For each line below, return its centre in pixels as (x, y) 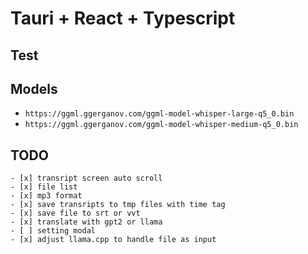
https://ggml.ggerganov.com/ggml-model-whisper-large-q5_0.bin (159, 114)
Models (34, 88)
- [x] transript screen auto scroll (86, 178)
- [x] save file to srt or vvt (75, 213)
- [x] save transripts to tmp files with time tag (118, 205)
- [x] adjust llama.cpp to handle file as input (113, 240)
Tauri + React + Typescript (123, 18)
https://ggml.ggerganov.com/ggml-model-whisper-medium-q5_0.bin (161, 125)
